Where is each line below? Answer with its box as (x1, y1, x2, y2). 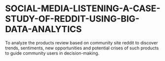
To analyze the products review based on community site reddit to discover (5, 40, 158, 45)
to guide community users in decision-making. (5, 50, 99, 56)
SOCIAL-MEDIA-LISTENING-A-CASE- (5, 3, 161, 14)
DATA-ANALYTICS (5, 24, 82, 35)
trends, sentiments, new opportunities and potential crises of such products (5, 45, 159, 51)
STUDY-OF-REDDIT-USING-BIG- (5, 13, 139, 24)
